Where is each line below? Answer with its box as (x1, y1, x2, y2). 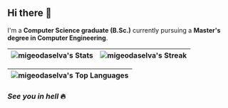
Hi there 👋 (7, 7, 52, 19)
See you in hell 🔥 (7, 91, 66, 101)
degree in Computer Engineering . (7, 33, 108, 42)
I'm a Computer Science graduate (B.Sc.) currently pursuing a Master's (7, 26, 221, 34)
